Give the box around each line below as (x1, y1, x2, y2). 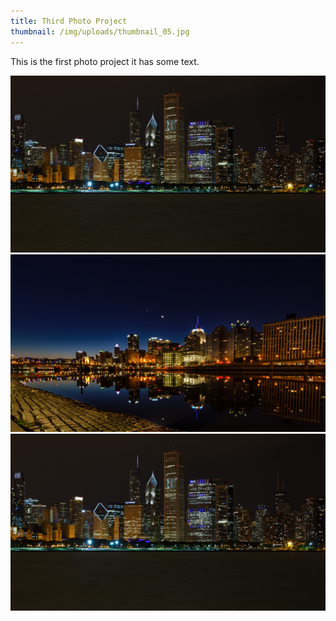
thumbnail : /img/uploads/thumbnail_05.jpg (10, 26, 190, 37)
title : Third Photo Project (10, 16, 128, 26)
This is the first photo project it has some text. (10, 55, 200, 67)
